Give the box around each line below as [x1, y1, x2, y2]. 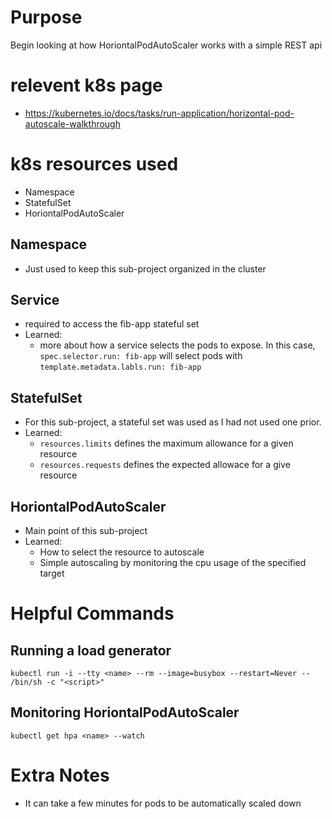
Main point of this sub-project [24, 525, 148, 537]
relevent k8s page [10, 74, 163, 97]
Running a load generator [10, 642, 172, 659]
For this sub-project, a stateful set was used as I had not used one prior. [24, 416, 322, 428]
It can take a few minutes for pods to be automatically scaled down [24, 797, 302, 809]
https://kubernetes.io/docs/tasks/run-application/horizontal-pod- [24, 107, 295, 119]
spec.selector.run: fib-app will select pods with [39, 350, 243, 362]
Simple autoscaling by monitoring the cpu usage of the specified [39, 557, 307, 569]
